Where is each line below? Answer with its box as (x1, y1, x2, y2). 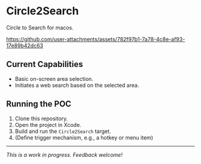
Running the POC (6, 99, 72, 109)
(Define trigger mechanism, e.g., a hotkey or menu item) (14, 133, 154, 141)
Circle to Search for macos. (6, 24, 74, 31)
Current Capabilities (6, 59, 83, 69)
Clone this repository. (14, 115, 68, 122)
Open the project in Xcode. (14, 121, 82, 128)
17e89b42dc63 (6, 42, 44, 49)
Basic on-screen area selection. (14, 75, 94, 82)
